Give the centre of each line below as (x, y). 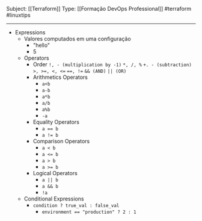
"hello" (41, 45)
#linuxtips (19, 15)
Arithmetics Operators (60, 77)
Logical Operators (55, 173)
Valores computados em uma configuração (77, 39)
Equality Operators (56, 122)
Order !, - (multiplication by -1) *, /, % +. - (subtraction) (112, 64)
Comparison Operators (61, 141)
